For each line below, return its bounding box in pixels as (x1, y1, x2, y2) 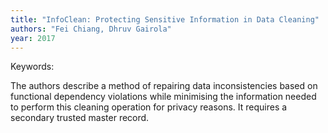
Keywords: (10, 61, 55, 73)
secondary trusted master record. (10, 112, 150, 124)
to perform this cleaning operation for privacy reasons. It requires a (10, 101, 288, 113)
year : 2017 (10, 33, 56, 43)
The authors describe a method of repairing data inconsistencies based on (10, 80, 318, 92)
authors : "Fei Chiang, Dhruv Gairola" (10, 24, 172, 34)
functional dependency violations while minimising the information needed (10, 91, 317, 103)
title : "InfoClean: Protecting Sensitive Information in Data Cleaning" (10, 14, 320, 25)
